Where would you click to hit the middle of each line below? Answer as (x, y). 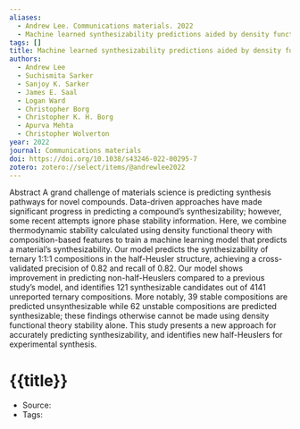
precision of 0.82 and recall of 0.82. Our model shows (144, 268)
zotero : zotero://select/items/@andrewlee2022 (97, 167)
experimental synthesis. (53, 344)
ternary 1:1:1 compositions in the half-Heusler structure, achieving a (133, 259)
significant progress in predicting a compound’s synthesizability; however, (146, 212)
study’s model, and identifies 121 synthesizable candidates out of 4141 (137, 288)
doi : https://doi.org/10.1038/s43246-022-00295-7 (104, 159)
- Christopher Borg (54, 109)
